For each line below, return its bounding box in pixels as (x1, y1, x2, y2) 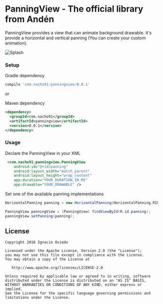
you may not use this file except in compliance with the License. (5, 253, 145, 258)
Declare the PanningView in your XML (5, 150, 81, 156)
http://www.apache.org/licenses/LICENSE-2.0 (11, 266, 103, 270)
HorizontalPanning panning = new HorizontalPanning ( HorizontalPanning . (5, 201, 153, 205)
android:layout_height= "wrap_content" (14, 173, 92, 178)
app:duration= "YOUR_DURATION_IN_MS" (14, 178, 88, 183)
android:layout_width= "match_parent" (14, 169, 90, 173)
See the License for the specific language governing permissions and (5, 291, 151, 296)
